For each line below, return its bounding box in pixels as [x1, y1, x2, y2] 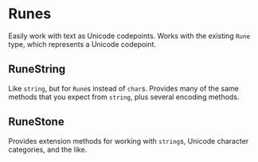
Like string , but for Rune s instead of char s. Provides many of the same [8, 83, 239, 93]
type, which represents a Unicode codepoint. [8, 39, 157, 48]
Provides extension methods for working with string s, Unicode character [8, 136, 249, 145]
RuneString [8, 63, 66, 76]
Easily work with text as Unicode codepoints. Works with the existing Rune [8, 31, 251, 40]
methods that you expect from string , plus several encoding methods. [8, 92, 240, 102]
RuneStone [8, 115, 65, 129]
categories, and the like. [8, 145, 88, 154]
